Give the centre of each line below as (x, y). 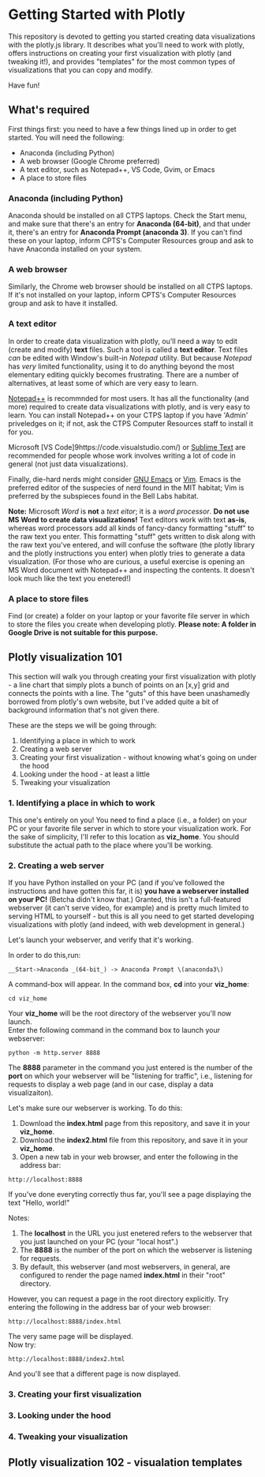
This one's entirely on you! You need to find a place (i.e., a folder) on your (128, 820)
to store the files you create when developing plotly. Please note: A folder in (132, 624)
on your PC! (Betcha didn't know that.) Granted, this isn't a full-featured (125, 899)
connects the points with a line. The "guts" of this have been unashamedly (129, 693)
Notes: (19, 1218)
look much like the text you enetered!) (70, 578)
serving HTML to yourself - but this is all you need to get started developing (131, 916)
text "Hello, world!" (39, 1203)
